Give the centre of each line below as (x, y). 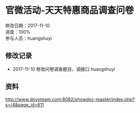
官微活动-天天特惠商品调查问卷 (70, 10)
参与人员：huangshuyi (29, 38)
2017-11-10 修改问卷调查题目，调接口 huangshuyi (64, 69)
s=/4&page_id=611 (25, 104)
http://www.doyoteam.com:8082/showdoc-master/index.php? (70, 99)
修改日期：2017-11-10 (27, 25)
